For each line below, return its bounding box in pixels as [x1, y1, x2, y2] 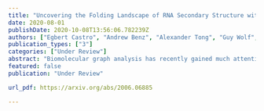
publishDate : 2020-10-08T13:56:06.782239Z [8, 26, 149, 34]
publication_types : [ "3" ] [8, 41, 93, 48]
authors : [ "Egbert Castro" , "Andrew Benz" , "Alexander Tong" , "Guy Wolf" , [8, 33, 258, 41]
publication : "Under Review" [8, 70, 104, 77]
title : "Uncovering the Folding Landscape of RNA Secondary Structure [8, 11, 244, 20]
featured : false [8, 63, 61, 70]
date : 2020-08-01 [8, 19, 65, 27]
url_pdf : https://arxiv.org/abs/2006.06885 [8, 84, 153, 91]
